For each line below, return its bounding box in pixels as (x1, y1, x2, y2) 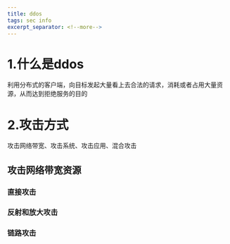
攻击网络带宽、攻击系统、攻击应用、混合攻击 (7, 142, 137, 150)
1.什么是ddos (7, 56, 84, 72)
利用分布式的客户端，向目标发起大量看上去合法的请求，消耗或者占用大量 (7, 80, 217, 89)
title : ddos (7, 10, 42, 18)
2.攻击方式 (7, 117, 69, 133)
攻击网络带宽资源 (7, 164, 82, 176)
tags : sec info (7, 17, 52, 24)
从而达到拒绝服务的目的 (19, 90, 88, 98)
